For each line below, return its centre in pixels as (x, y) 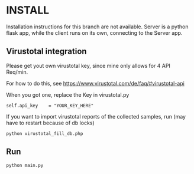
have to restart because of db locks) (50, 123)
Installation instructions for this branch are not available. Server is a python (97, 27)
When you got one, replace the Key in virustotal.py (68, 94)
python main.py (25, 165)
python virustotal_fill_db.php (45, 133)
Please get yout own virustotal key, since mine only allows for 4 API (88, 65)
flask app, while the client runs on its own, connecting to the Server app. (94, 32)
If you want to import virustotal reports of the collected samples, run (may (96, 116)
